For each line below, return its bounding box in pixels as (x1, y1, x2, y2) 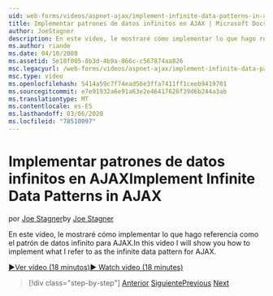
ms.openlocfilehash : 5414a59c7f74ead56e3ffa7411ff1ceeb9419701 (8, 79, 227, 88)
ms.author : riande (8, 42, 71, 50)
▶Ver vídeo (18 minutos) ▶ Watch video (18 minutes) (8, 262, 184, 272)
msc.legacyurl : (8, 65, 60, 73)
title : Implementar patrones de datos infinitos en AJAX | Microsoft (8, 19, 249, 28)
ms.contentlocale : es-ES (8, 102, 93, 110)
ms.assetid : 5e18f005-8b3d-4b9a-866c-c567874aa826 (8, 58, 184, 66)
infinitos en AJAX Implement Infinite (8, 169, 256, 188)
